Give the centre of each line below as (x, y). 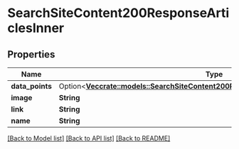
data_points (31, 86)
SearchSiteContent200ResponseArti (118, 13)
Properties (31, 54)
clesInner (36, 28)
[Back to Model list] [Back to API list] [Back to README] (89, 138)
